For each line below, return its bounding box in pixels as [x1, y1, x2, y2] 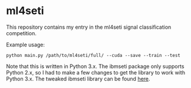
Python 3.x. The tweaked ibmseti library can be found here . [6, 75, 150, 82]
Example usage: [6, 41, 45, 48]
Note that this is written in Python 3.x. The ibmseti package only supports [6, 63, 185, 70]
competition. [6, 29, 37, 36]
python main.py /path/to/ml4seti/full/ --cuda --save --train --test [6, 52, 181, 58]
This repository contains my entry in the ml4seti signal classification [6, 23, 172, 31]
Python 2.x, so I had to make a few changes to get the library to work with [6, 69, 186, 76]
